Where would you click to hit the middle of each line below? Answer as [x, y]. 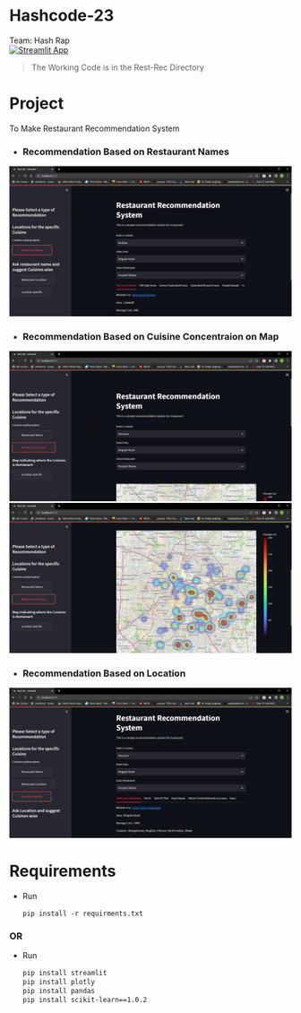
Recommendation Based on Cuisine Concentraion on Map [150, 336]
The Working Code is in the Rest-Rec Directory [117, 67]
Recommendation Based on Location [104, 673]
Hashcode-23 [62, 16]
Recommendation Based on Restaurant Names [126, 152]
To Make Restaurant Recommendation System [95, 128]
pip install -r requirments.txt [82, 913]
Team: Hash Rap [39, 40]
